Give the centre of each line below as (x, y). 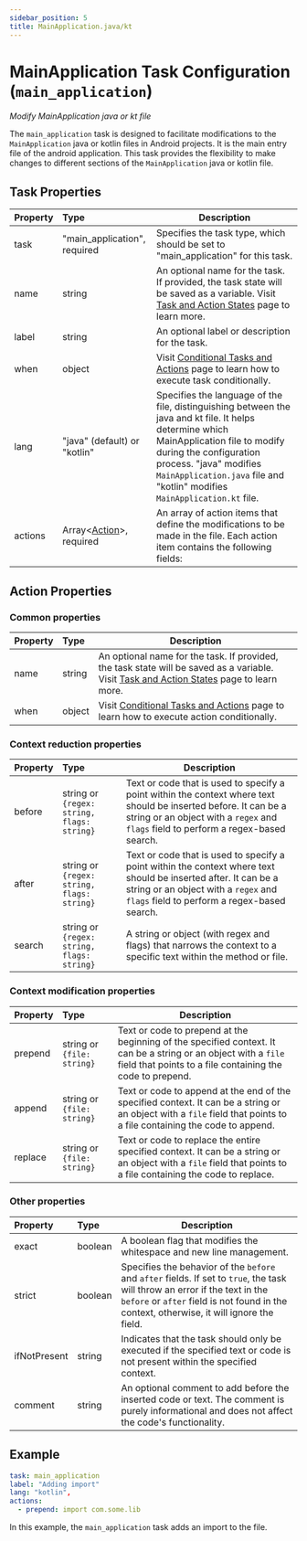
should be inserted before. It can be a (206, 806)
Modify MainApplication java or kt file (80, 116)
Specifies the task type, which (221, 233)
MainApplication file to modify (221, 441)
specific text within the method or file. (207, 957)
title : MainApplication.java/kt (71, 27)
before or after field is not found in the (204, 1301)
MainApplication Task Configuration (150, 72)
